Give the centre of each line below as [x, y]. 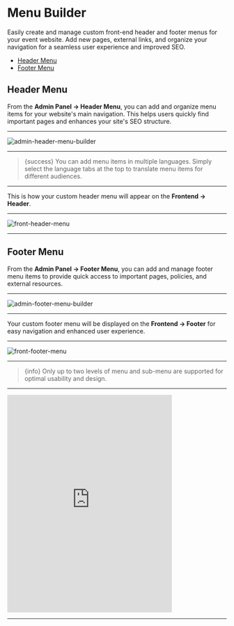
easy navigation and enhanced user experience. [76, 331]
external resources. [35, 283]
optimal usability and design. [65, 378]
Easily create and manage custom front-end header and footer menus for [112, 32]
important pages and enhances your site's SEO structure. [89, 121]
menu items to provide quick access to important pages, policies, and [107, 276]
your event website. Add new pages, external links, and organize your [107, 39]
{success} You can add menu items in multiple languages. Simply [118, 161]
